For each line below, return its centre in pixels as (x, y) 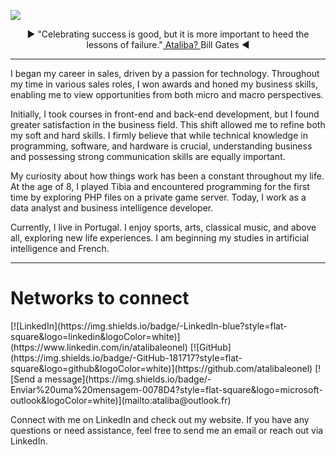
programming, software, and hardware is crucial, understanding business (161, 146)
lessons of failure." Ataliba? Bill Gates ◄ (168, 44)
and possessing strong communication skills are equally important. (148, 156)
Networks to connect (100, 298)
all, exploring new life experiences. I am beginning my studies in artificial (160, 238)
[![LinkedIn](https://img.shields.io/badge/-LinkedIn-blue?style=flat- (149, 326)
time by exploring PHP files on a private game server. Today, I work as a (158, 197)
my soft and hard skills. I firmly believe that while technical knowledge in (159, 135)
